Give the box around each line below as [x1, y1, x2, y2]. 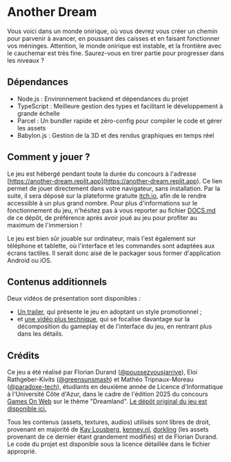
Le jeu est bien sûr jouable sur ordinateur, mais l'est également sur [7, 234, 197, 242]
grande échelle [17, 109, 61, 117]
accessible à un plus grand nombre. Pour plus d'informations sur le [7, 199, 198, 207]
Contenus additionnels [7, 276, 108, 288]
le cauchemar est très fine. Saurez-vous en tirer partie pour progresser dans [7, 49, 224, 57]
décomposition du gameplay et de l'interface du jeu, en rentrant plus [17, 322, 212, 331]
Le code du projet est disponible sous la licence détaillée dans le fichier [7, 440, 210, 448]
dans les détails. [17, 330, 64, 338]
